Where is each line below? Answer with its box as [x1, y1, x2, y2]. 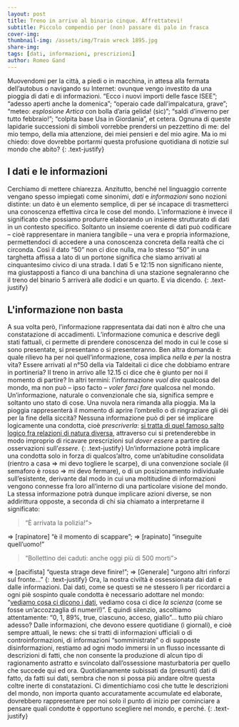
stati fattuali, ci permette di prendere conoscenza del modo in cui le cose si [7, 338, 228, 346]
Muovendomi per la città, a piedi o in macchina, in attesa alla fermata [7, 76, 210, 85]
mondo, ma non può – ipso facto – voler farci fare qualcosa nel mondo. [7, 383, 215, 392]
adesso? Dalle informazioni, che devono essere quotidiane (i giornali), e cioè [7, 621, 232, 629]
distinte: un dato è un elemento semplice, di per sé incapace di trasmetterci [7, 199, 229, 208]
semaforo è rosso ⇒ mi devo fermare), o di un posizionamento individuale [7, 467, 225, 476]
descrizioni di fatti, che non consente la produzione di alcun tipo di [7, 651, 203, 660]
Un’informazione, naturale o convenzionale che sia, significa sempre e [7, 391, 214, 400]
